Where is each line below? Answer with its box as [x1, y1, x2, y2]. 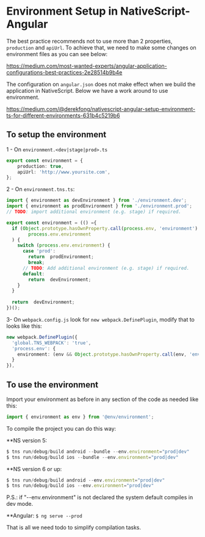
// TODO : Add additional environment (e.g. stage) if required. [22, 265, 190, 271]
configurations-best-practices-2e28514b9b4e [6, 68, 123, 76]
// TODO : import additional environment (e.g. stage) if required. [6, 209, 182, 215]
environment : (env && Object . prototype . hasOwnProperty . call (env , [17, 351, 187, 358]
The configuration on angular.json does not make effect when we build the [6, 81, 196, 88]
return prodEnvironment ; [28, 254, 95, 260]
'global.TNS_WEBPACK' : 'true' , [12, 340, 92, 346]
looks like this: [6, 322, 43, 330]
